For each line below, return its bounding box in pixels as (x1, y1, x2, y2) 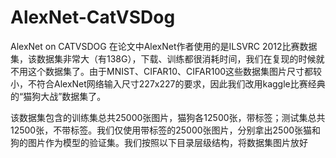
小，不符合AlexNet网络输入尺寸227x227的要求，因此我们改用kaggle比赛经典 (10, 77, 326, 90)
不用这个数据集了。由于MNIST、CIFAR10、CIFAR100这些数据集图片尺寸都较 (10, 65, 323, 77)
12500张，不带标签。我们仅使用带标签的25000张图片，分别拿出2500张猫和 (10, 124, 322, 136)
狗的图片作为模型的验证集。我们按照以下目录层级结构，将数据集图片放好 (10, 136, 308, 148)
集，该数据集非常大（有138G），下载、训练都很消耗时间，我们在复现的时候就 (10, 52, 325, 65)
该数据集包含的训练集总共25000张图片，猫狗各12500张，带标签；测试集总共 (10, 111, 326, 123)
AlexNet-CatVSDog (10, 6, 176, 29)
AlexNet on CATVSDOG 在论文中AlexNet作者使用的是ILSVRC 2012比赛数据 (10, 40, 318, 52)
